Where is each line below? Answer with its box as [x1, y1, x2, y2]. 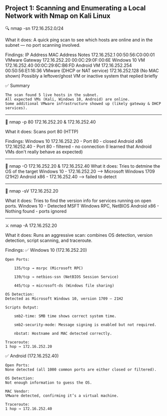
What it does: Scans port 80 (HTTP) [5, 128, 79, 134]
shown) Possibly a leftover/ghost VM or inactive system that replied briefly [5, 73, 158, 79]
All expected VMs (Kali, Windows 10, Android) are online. [5, 97, 130, 102]
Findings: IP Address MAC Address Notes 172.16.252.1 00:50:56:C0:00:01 [5, 52, 155, 58]
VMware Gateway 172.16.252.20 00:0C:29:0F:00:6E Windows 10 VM [5, 57, 145, 63]
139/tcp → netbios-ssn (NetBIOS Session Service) [14, 274, 119, 279]
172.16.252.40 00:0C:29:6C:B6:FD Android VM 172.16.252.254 [5, 62, 132, 68]
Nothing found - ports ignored [5, 208, 67, 214]
